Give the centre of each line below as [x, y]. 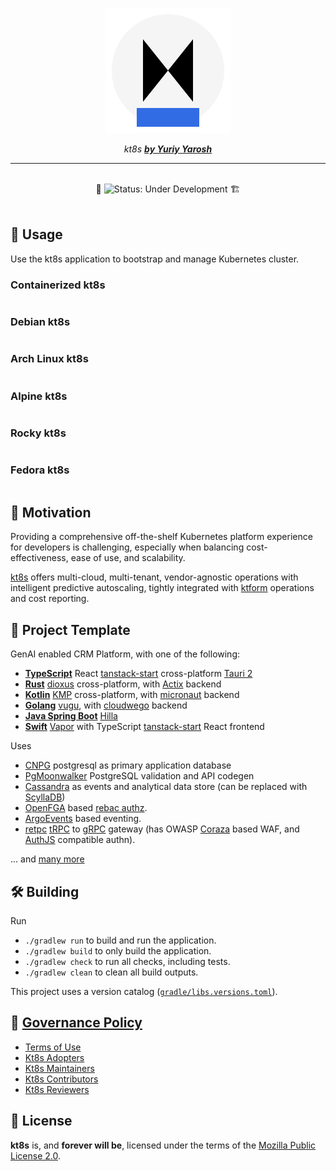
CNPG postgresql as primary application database [128, 765]
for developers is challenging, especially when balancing [127, 547]
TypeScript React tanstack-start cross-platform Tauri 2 [138, 674]
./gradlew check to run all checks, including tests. [127, 962]
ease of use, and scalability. [128, 558]
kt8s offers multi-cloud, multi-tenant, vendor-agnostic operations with [154, 577]
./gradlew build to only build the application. [118, 951]
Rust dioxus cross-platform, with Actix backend [123, 684]
